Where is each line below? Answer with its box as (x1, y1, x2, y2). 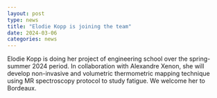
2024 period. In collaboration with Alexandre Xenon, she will (32, 62, 205, 70)
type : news (7, 17, 39, 23)
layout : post (7, 10, 45, 17)
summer (7, 62, 31, 70)
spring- (189, 55, 211, 63)
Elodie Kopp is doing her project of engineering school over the (7, 55, 189, 63)
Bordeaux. (7, 84, 37, 92)
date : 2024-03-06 (7, 29, 58, 37)
